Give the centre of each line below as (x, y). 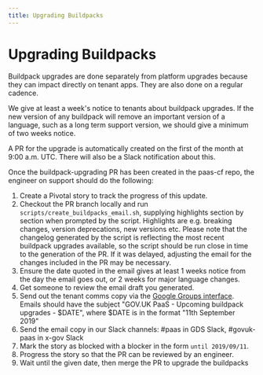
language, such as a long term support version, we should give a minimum (128, 125)
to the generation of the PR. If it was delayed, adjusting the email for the (135, 254)
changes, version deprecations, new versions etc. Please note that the (133, 229)
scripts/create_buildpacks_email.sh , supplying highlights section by (131, 212)
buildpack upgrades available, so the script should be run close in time (134, 245)
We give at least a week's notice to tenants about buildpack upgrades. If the (131, 108)
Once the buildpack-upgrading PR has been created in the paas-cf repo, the (131, 172)
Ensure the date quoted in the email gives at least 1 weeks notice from (132, 270)
